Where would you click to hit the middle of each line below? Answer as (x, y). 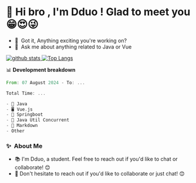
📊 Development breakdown (41, 70)
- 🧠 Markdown (22, 126)
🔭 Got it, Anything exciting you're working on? (71, 40)
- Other (16, 131)
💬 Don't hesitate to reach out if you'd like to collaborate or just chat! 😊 (99, 174)
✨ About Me (24, 146)
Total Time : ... (26, 93)
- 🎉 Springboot (25, 115)
